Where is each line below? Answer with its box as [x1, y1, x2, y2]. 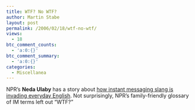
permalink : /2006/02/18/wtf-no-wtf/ [6, 25, 97, 32]
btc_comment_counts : [6, 42, 58, 48]
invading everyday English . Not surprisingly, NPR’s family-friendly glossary [6, 92, 189, 99]
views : [6, 31, 23, 37]
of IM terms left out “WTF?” [6, 99, 74, 106]
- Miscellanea [11, 70, 46, 76]
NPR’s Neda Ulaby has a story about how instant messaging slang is [6, 86, 174, 93]
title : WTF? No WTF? [6, 8, 58, 15]
